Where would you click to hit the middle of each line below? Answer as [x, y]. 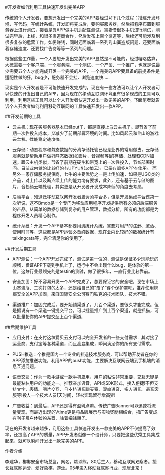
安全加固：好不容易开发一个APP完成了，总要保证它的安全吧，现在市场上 [85, 282]
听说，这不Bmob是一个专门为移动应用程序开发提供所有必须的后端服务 [87, 203]
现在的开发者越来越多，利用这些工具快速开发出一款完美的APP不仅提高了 [78, 428]
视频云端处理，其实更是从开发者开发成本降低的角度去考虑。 [85, 186]
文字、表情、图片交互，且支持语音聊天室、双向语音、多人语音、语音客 [87, 389]
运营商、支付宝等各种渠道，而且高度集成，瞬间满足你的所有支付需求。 [83, 344]
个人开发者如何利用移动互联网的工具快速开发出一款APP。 [67, 106]
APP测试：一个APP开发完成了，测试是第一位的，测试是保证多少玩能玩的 [85, 259]
